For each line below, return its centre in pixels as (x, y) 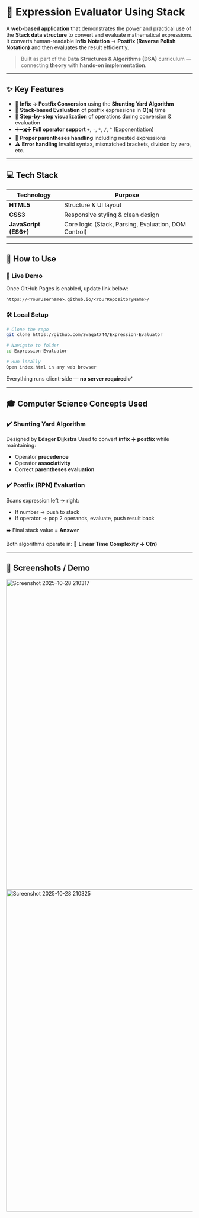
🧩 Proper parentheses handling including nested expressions (90, 138)
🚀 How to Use (31, 259)
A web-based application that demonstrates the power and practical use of (99, 28)
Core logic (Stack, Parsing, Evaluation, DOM (125, 224)
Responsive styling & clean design (112, 215)
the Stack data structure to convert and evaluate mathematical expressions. (99, 34)
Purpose (127, 195)
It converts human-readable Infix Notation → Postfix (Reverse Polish (91, 41)
